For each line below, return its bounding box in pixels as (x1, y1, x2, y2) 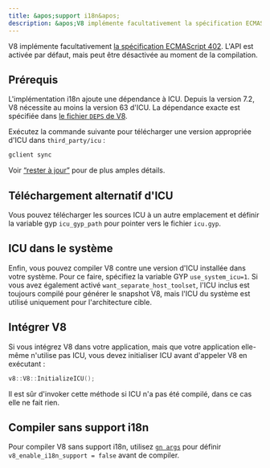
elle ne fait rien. (8, 397, 60, 407)
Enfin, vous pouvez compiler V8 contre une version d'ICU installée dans (8, 262, 247, 273)
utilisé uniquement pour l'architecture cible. (8, 297, 153, 307)
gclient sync (8, 151, 52, 159)
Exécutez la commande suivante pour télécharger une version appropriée (8, 127, 252, 136)
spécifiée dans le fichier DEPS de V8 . (8, 112, 128, 121)
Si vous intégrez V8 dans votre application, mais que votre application (8, 342, 239, 352)
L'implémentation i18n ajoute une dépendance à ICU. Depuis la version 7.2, (8, 94, 255, 104)
